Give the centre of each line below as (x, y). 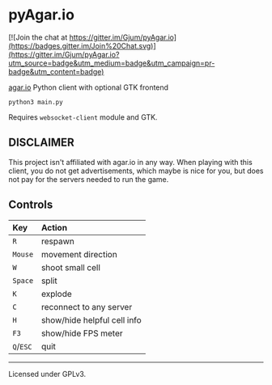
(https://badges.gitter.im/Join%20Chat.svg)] (82, 45)
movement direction (79, 254)
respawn (57, 241)
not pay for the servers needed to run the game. (89, 179)
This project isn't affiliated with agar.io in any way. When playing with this (130, 162)
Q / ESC (22, 346)
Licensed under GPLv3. (47, 374)
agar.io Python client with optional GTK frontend (88, 87)
